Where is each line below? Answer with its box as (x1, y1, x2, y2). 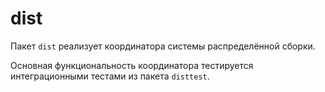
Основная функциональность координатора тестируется (10, 59, 254, 71)
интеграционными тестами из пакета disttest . (10, 70, 210, 82)
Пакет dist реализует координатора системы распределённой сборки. (10, 40, 316, 52)
